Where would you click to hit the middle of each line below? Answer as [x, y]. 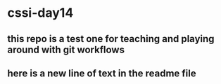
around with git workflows [66, 49]
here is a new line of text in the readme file [102, 73]
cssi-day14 [40, 13]
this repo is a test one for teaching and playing [111, 39]
